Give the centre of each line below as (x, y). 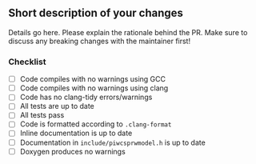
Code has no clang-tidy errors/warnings (86, 97)
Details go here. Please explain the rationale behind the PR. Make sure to (128, 32)
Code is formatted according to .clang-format (96, 124)
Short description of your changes (96, 13)
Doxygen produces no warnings (72, 151)
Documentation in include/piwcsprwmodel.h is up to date (112, 142)
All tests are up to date (57, 106)
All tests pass (42, 115)
